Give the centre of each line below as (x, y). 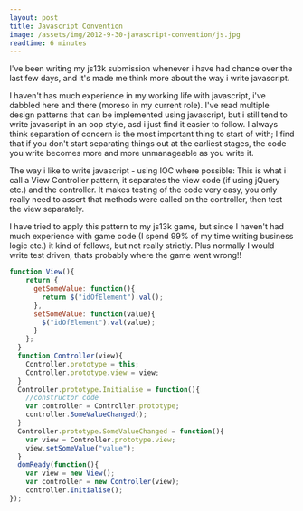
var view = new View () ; (71, 474)
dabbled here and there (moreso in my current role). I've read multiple (139, 106)
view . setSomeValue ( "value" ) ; (80, 448)
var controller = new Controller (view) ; (103, 482)
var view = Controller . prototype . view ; (101, 440)
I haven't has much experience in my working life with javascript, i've (138, 96)
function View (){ (42, 272)
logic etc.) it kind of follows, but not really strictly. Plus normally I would (142, 246)
